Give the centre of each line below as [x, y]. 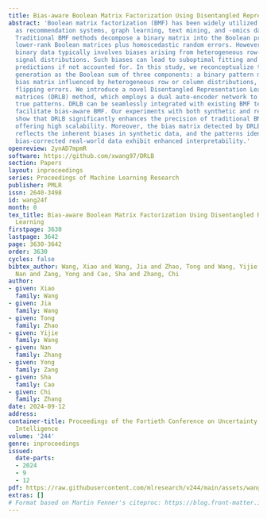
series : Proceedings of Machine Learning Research [94, 178]
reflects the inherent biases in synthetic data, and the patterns [130, 133]
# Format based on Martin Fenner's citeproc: [85, 502]
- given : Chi [30, 392]
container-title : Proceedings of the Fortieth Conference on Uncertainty [133, 421]
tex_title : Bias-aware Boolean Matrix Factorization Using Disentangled [131, 215]
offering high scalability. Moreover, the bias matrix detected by [130, 126]
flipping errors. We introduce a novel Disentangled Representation [131, 89]
